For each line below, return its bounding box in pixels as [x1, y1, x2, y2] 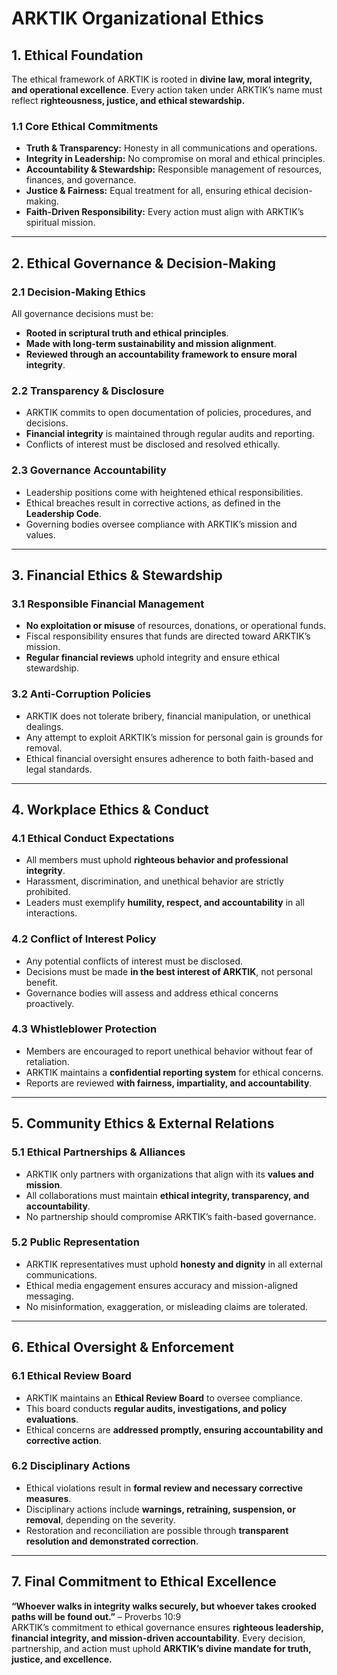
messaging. [25, 1290, 74, 1302]
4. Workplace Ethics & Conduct [11, 801, 209, 818]
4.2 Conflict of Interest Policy [11, 932, 157, 946]
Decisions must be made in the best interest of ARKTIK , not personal [25, 965, 313, 977]
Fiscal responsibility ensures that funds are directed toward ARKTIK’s [25, 630, 311, 642]
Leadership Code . [25, 507, 102, 519]
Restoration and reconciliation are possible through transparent [25, 1524, 289, 1536]
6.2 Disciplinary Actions [11, 1459, 131, 1473]
